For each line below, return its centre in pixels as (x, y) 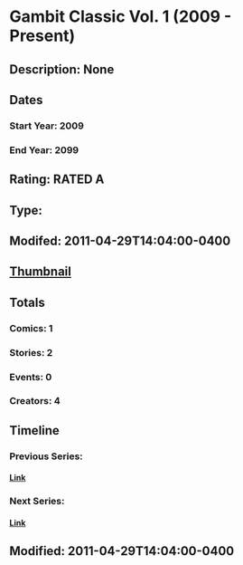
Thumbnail (41, 272)
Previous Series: (46, 456)
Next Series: (37, 502)
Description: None (62, 69)
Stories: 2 (31, 352)
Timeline (35, 431)
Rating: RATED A (57, 180)
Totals (27, 302)
